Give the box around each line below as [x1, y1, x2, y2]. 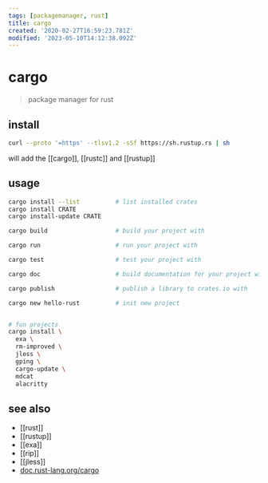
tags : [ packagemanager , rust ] [8, 11, 109, 20]
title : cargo [8, 19, 52, 27]
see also [8, 402, 51, 415]
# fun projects [8, 320, 59, 328]
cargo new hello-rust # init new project [8, 299, 180, 307]
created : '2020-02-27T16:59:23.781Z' [8, 26, 134, 34]
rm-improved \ [15, 342, 62, 351]
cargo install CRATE [8, 205, 77, 213]
